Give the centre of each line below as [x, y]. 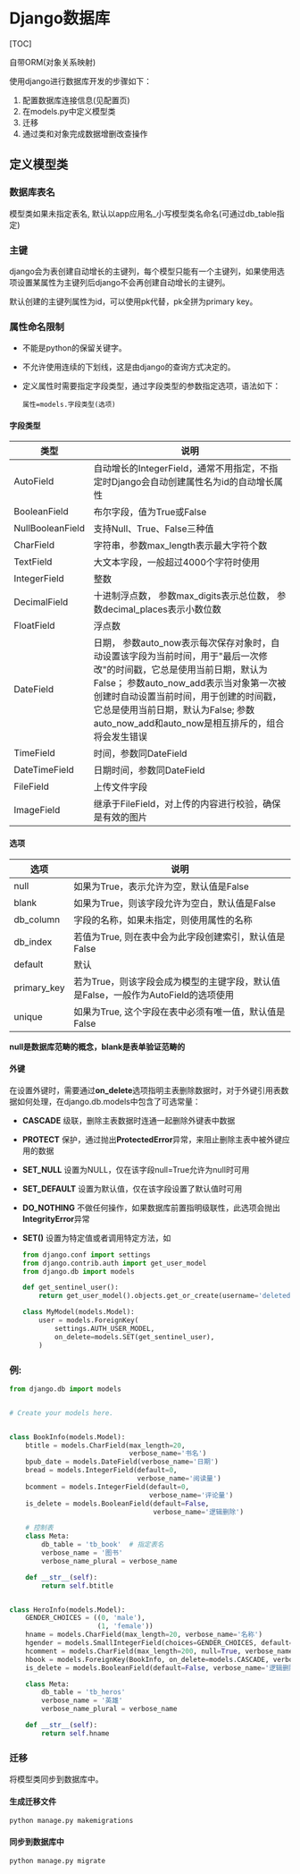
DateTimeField [44, 770]
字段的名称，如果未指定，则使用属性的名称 [163, 920]
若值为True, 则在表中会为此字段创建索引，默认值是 [179, 937]
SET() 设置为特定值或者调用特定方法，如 [96, 1238]
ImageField [37, 810]
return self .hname [75, 1733]
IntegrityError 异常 [56, 1218]
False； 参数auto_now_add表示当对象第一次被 [190, 683]
